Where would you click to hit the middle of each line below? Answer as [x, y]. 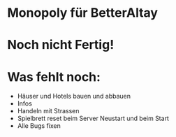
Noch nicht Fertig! [61, 45]
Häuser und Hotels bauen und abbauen [74, 96]
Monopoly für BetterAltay [83, 13]
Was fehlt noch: [54, 77]
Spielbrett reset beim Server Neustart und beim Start [93, 118]
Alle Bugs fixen [39, 126]
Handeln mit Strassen [48, 111]
